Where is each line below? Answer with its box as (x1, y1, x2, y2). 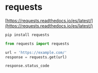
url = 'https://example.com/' (5, 50, 67, 55)
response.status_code (5, 63, 50, 69)
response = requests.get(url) (5, 54, 67, 60)
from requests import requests (5, 41, 69, 46)
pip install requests (5, 32, 50, 37)
